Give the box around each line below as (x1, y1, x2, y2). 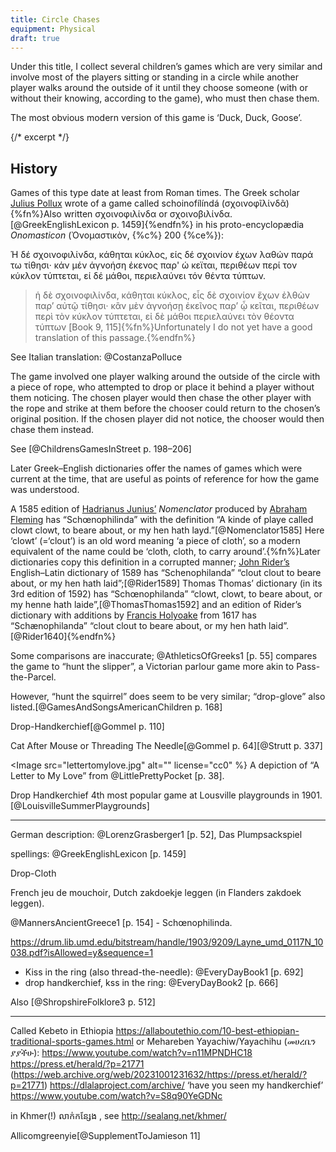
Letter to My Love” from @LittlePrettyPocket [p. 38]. (10, 770, 225, 782)
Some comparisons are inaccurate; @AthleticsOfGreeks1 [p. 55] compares (10, 650, 318, 662)
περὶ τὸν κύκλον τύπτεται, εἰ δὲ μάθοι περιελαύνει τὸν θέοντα (34, 311, 295, 323)
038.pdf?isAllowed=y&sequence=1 (10, 947, 154, 959)
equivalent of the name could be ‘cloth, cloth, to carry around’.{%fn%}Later (10, 546, 321, 558)
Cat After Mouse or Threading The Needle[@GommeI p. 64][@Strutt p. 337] (10, 740, 323, 752)
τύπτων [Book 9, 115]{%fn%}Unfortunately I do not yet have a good (34, 321, 313, 333)
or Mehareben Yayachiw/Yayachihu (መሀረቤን (135, 1036, 317, 1048)
